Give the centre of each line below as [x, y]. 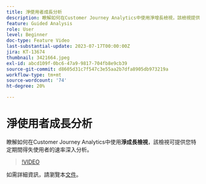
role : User [20, 29]
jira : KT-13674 [26, 52]
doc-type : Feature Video [38, 40]
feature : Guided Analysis [39, 23]
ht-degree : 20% [26, 86]
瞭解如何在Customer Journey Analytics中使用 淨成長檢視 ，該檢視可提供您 [99, 142]
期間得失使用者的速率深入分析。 [52, 149]
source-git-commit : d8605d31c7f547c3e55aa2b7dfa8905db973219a [87, 69]
